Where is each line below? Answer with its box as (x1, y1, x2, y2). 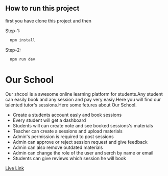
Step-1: (5, 28, 20, 34)
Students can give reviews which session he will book (12, 155, 126, 161)
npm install (10, 37, 36, 42)
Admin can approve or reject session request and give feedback (12, 139, 148, 145)
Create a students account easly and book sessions (12, 112, 122, 118)
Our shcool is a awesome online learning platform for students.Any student (5, 91, 163, 97)
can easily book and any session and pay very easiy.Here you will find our (5, 96, 161, 102)
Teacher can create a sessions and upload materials (12, 128, 123, 134)
